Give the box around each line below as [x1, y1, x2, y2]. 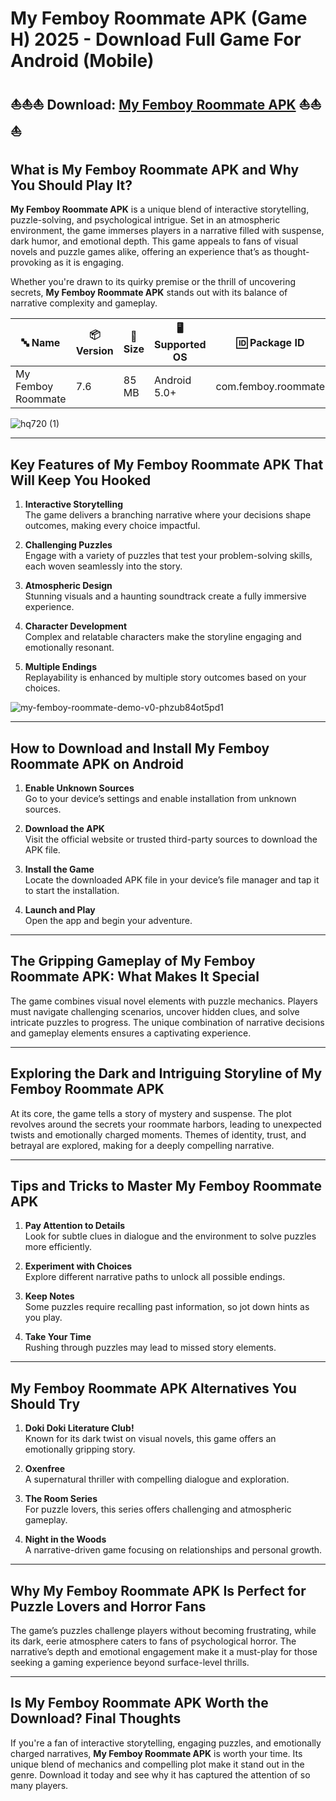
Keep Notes [24, 1290, 75, 1302]
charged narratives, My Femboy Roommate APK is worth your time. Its [10, 1747, 303, 1759]
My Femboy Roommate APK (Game [10, 7, 308, 30]
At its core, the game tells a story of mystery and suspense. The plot [10, 1107, 292, 1119]
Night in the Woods [24, 1533, 107, 1546]
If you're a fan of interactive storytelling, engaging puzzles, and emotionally [10, 1737, 322, 1749]
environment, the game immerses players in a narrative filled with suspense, [10, 225, 325, 237]
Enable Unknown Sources [24, 782, 135, 794]
